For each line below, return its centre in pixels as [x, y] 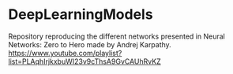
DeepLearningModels [81, 15]
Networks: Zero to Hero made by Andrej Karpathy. [90, 44]
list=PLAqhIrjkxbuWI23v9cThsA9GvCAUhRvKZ [85, 61]
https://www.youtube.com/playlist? [65, 53]
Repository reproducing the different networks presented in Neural [116, 36]
